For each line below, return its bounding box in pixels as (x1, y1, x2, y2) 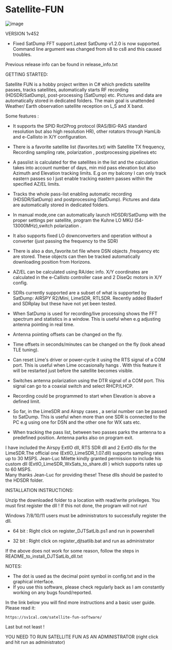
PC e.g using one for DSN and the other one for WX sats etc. (12, 419, 141, 425)
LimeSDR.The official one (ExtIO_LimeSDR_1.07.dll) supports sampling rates (5, 450, 164, 456)
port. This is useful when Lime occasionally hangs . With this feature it (12, 362, 162, 368)
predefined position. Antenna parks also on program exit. (12, 435, 134, 441)
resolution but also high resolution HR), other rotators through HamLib (12, 128, 161, 134)
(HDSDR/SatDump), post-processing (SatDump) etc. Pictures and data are (5, 92, 163, 98)
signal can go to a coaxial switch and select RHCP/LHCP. (12, 383, 133, 389)
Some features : (5, 113, 40, 119)
